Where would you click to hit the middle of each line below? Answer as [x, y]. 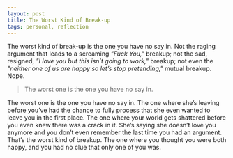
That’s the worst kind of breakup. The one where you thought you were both [117, 140]
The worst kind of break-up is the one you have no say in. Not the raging [112, 47]
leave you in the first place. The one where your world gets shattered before [117, 118]
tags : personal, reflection [48, 26]
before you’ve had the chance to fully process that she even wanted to [109, 110]
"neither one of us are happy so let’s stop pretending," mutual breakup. [110, 69]
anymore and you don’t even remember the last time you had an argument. [114, 132]
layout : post [26, 14]
